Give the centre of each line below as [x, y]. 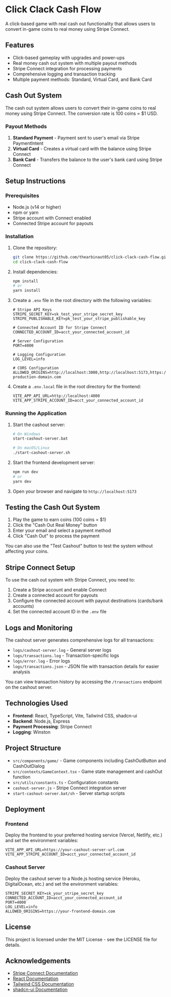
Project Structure [33, 748]
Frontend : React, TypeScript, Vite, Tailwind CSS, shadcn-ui [75, 715]
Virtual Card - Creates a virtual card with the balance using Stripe [82, 148]
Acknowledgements [38, 961]
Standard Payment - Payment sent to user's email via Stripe [76, 137]
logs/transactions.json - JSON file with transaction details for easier [86, 666]
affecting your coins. [27, 551]
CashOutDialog [29, 766]
